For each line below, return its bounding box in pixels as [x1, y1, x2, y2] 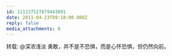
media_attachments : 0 [6, 25, 61, 32]
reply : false [6, 20, 39, 26]
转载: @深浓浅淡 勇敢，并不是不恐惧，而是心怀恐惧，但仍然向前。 [6, 43, 170, 50]
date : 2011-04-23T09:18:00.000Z [6, 14, 88, 20]
